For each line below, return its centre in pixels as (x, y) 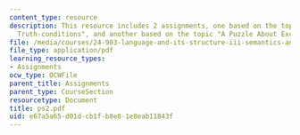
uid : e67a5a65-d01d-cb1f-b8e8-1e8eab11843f (92, 116)
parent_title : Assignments (59, 83)
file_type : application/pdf (62, 51)
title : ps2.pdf (37, 108)
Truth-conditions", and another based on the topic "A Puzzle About (147, 34)
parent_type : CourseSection (62, 91)
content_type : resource (54, 17)
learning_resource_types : (57, 59)
